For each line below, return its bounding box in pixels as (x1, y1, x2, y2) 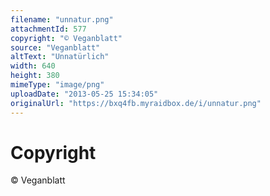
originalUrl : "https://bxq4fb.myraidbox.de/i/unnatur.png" (10, 98, 262, 108)
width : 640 (10, 61, 56, 71)
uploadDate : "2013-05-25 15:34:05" (10, 89, 159, 99)
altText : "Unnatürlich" (10, 52, 110, 62)
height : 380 (10, 71, 60, 81)
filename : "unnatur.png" (10, 14, 114, 25)
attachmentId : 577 (10, 24, 87, 34)
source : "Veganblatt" (10, 42, 101, 53)
